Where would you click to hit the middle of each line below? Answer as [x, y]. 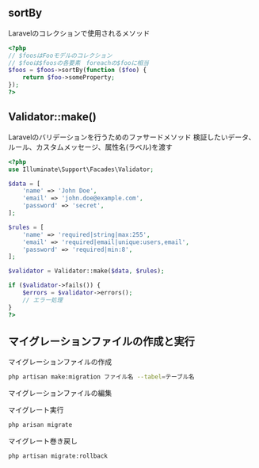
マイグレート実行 [36, 410]
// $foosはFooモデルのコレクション [60, 55]
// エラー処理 [43, 300]
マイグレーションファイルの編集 [60, 393]
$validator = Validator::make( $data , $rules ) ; [86, 271]
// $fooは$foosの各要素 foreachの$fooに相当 [78, 63]
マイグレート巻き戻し [43, 441]
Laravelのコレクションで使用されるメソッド [79, 33]
